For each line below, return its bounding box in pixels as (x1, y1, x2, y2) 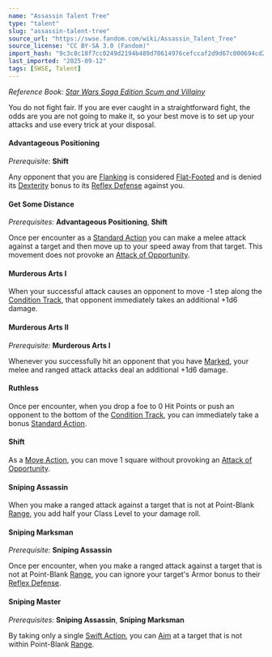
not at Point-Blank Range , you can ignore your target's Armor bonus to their (8, 570, 261, 579)
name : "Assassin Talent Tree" (8, 11, 111, 20)
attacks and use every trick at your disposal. (8, 119, 156, 130)
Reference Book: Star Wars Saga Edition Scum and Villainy (8, 87, 206, 96)
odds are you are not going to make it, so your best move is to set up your (8, 111, 255, 121)
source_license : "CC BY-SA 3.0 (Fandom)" (8, 42, 151, 50)
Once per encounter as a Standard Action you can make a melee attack (8, 233, 247, 243)
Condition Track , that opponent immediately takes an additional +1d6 (8, 295, 238, 305)
